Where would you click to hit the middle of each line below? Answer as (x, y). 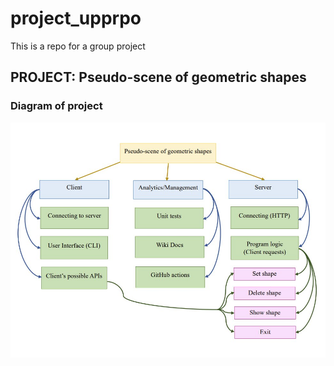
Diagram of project (56, 106)
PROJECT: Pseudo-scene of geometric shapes (158, 77)
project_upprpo (76, 18)
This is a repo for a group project (78, 46)
